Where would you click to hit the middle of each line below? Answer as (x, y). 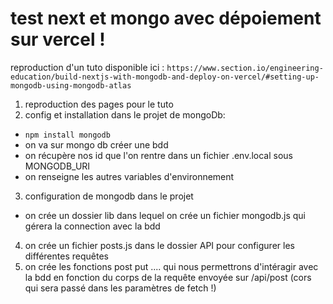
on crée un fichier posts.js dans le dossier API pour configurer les (159, 245)
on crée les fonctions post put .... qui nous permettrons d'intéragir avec (171, 266)
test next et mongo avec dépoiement (166, 18)
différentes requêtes (66, 256)
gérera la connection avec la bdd (92, 226)
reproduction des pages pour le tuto (99, 104)
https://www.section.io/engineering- (245, 68)
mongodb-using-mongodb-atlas (71, 85)
